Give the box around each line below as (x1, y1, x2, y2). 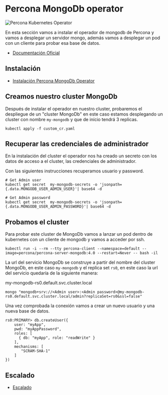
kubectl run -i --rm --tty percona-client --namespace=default (5, 246, 140, 251)
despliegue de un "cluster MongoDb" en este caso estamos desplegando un (5, 111, 163, 117)
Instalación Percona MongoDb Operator (12, 77, 95, 83)
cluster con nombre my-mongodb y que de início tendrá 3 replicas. (5, 116, 138, 122)
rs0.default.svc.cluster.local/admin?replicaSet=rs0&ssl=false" (5, 294, 142, 299)
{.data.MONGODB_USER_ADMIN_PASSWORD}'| (5, 204, 89, 209)
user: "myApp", (14, 322, 46, 327)
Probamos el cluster (5, 218, 69, 226)
